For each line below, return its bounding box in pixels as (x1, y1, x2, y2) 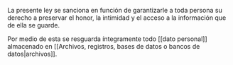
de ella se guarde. (7, 21, 60, 29)
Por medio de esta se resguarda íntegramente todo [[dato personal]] (7, 35, 207, 43)
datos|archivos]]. (7, 49, 58, 58)
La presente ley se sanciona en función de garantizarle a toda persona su (7, 6, 222, 14)
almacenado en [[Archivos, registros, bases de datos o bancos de (7, 42, 200, 50)
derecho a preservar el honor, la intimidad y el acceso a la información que (7, 13, 227, 22)
